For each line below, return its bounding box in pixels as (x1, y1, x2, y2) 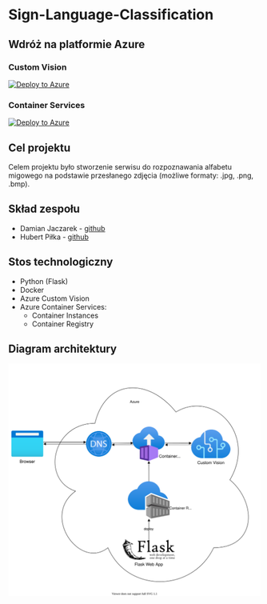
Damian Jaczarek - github (19, 223, 106, 233)
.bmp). (8, 178, 30, 189)
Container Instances (31, 310, 98, 320)
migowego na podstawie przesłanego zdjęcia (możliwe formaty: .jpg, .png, (8, 170, 254, 180)
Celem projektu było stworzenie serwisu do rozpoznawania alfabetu (8, 162, 232, 171)
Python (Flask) (19, 276, 69, 286)
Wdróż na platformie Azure (8, 38, 145, 51)
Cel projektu (8, 141, 71, 154)
